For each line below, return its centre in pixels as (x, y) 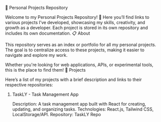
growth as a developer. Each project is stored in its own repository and (77, 28)
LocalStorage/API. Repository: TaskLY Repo (56, 114)
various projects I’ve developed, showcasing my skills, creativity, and (75, 22)
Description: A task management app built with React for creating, (79, 104)
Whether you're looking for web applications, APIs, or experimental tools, (79, 65)
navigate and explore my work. (36, 55)
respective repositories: (29, 85)
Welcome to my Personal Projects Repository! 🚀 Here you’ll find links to (77, 17)
